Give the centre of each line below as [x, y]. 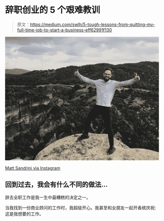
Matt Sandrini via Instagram [33, 168]
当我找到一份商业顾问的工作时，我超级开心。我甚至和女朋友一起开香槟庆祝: [81, 207]
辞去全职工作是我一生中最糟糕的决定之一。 [48, 197]
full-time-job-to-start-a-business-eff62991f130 [64, 30]
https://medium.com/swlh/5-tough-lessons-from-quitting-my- [92, 24]
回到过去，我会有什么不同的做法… [57, 185]
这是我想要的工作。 [24, 214]
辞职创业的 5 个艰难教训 [52, 10]
